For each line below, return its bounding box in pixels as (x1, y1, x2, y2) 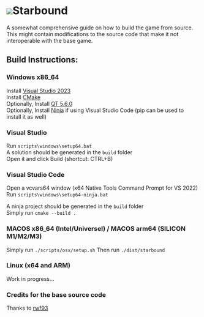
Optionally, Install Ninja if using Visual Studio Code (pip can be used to (6, 106, 184, 114)
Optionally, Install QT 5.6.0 (6, 100, 73, 107)
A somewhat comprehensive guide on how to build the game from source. (6, 24, 194, 31)
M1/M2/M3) (6, 232, 42, 241)
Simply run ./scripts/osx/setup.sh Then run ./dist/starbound (6, 246, 165, 253)
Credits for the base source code (6, 290, 106, 299)
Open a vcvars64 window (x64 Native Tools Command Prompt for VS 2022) (6, 184, 198, 192)
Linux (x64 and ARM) (6, 261, 70, 270)
